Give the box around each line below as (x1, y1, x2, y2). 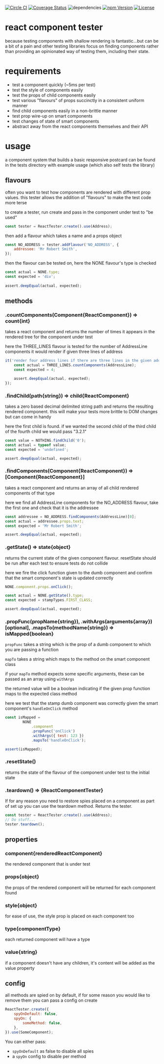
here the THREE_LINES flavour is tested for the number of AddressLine (5, 344, 147, 349)
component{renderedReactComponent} (5, 850, 102, 857)
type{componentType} (5, 925, 61, 932)
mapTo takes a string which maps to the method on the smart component (5, 656, 150, 662)
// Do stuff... (5, 817, 36, 822)
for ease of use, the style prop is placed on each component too (5, 913, 134, 919)
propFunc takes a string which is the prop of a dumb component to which (5, 642, 151, 647)
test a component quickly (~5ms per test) (12, 81, 96, 88)
